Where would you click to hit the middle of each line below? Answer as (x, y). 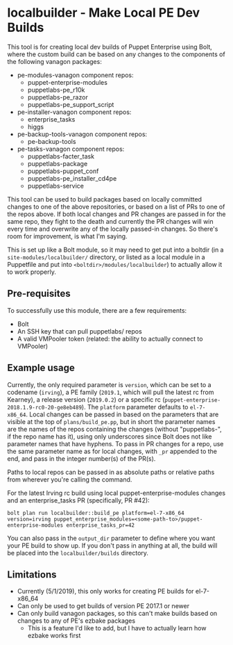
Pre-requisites (39, 294)
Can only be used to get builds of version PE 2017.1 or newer (103, 606)
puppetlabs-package (58, 163)
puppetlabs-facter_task (61, 156)
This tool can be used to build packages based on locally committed (105, 199)
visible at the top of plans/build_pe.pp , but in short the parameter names (111, 421)
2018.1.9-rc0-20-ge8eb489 (44, 407)
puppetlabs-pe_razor (58, 97)
